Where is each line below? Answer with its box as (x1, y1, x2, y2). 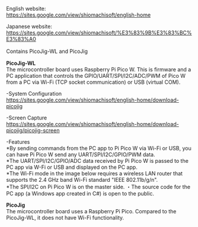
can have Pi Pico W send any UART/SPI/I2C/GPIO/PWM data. (6, 151, 155, 158)
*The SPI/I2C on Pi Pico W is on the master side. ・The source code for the (6, 184, 191, 190)
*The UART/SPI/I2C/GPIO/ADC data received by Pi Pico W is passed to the (6, 157, 189, 164)
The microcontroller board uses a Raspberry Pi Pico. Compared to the (6, 208, 177, 215)
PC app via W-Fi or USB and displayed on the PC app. (6, 163, 138, 171)
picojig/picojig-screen (6, 127, 60, 134)
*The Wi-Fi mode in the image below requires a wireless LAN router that (6, 170, 183, 177)
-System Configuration (6, 90, 62, 97)
